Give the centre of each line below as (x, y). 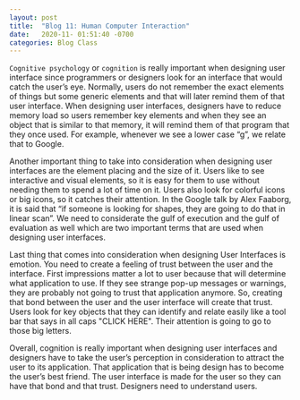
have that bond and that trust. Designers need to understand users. (133, 387)
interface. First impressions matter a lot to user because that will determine (148, 274)
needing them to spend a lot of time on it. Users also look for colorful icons (147, 190)
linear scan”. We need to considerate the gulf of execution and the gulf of (145, 218)
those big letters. (40, 331)
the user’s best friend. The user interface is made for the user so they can (146, 377)
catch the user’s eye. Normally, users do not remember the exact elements (147, 87)
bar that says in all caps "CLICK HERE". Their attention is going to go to (140, 321)
